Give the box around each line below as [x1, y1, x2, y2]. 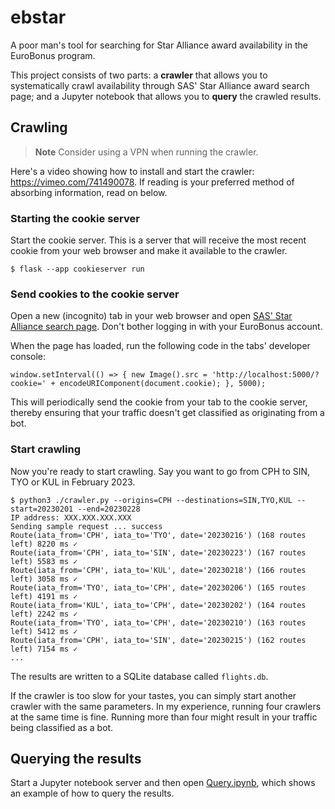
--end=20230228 [77, 504, 141, 514]
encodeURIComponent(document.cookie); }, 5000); [59, 379, 267, 389]
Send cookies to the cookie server [10, 287, 180, 301]
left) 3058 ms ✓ [10, 574, 78, 584]
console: [10, 351, 47, 363]
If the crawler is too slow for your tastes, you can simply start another [10, 689, 297, 701]
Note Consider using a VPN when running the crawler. [34, 146, 259, 158]
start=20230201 [10, 504, 74, 514]
